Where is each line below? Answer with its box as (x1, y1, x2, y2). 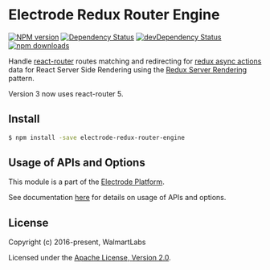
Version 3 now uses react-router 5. (8, 88, 124, 98)
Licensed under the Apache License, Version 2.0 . (8, 253, 171, 263)
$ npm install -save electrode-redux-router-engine (8, 133, 185, 141)
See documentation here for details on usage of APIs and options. (8, 193, 227, 202)
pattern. (8, 73, 35, 83)
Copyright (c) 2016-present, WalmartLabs (8, 237, 146, 247)
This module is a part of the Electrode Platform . (8, 177, 165, 186)
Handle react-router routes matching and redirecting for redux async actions (8, 56, 262, 66)
